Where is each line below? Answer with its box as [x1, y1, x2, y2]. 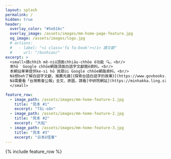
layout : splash [5, 7, 38, 13]
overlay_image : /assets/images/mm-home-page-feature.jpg [10, 31, 133, 36]
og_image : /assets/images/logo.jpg [10, 36, 85, 41]
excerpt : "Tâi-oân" [14, 106, 56, 112]
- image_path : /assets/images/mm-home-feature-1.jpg [10, 97, 124, 102]
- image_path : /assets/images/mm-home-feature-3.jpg [10, 125, 124, 130]
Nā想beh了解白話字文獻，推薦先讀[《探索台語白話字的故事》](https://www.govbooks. [10, 74, 167, 79]
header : [5, 21, 22, 27]
